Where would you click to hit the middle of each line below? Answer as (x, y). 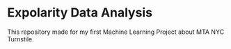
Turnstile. (21, 39)
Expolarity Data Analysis (80, 13)
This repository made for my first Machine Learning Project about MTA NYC (116, 32)
